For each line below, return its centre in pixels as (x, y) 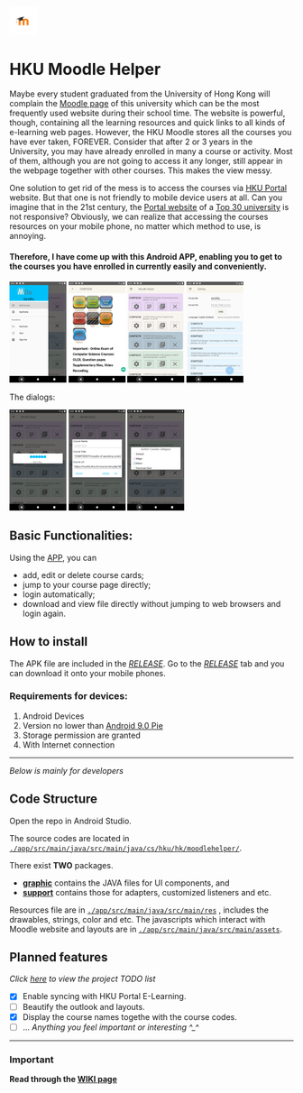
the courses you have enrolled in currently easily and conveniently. (138, 266)
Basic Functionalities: (71, 536)
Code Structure (53, 799)
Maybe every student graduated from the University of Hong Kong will (140, 94)
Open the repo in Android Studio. (71, 821)
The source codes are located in (69, 838)
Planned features (59, 957)
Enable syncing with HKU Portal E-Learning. (104, 997)
